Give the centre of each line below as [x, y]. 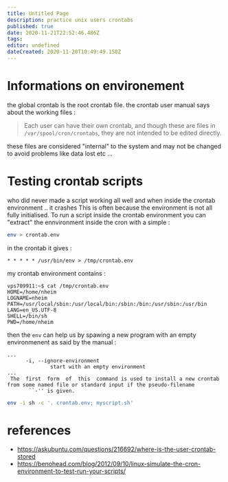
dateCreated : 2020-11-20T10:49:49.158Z [64, 52]
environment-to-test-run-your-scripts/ [71, 471]
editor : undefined [33, 45]
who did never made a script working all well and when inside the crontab [111, 200]
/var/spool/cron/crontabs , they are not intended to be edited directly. [123, 133]
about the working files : [42, 112]
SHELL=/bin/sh [27, 316]
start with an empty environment [98, 366]
